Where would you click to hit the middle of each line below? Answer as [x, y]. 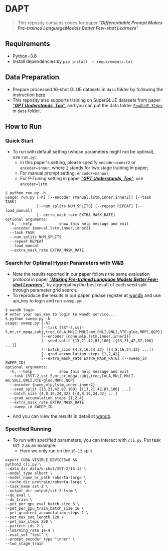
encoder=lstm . [34, 184]
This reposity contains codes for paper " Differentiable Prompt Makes [90, 23]
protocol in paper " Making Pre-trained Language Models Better [79, 279]
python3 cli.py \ [23, 464]
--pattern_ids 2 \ [24, 526]
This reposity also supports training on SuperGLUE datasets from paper [87, 100]
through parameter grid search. [45, 290]
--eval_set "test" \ [27, 535]
